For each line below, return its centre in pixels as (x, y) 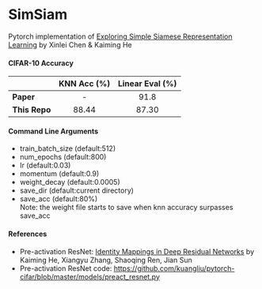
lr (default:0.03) (45, 165)
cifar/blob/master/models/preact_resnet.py (90, 276)
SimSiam (38, 15)
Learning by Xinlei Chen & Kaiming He (70, 44)
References (28, 234)
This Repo (32, 110)
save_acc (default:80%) (59, 199)
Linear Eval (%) (147, 84)
